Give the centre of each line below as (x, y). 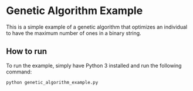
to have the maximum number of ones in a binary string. (74, 33)
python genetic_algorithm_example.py (52, 82)
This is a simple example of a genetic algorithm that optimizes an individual (97, 27)
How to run (27, 52)
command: (19, 72)
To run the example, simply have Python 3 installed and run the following (94, 65)
